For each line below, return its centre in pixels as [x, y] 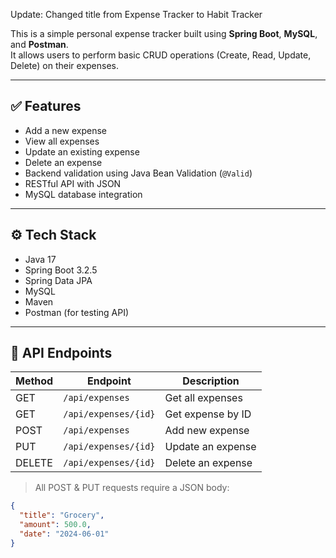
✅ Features [46, 106]
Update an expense [210, 447]
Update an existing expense [82, 151]
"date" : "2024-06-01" [64, 534]
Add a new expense [65, 130]
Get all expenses [203, 398]
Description [211, 381]
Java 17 [40, 259]
